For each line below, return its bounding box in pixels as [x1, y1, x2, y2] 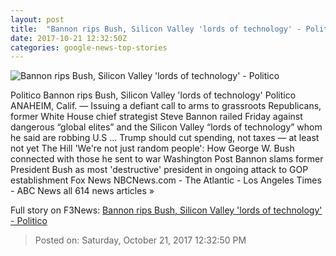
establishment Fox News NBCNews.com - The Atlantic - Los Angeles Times [10, 174, 322, 186]
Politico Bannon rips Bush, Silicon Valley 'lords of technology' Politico [10, 89, 297, 101]
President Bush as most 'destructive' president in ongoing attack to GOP [10, 164, 309, 176]
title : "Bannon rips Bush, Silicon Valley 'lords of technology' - [10, 24, 302, 34]
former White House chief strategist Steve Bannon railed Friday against [10, 111, 303, 123]
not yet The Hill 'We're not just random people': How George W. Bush [10, 142, 295, 155]
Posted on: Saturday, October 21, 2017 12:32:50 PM [34, 234, 247, 246]
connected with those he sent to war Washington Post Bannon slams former [10, 153, 324, 165]
